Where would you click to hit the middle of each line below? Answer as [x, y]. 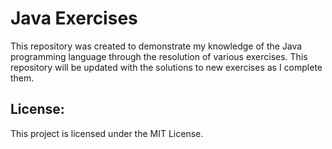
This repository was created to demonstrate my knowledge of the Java [156, 46]
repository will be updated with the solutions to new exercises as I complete [166, 67]
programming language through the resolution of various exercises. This [159, 56]
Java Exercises [74, 18]
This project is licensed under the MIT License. [107, 133]
